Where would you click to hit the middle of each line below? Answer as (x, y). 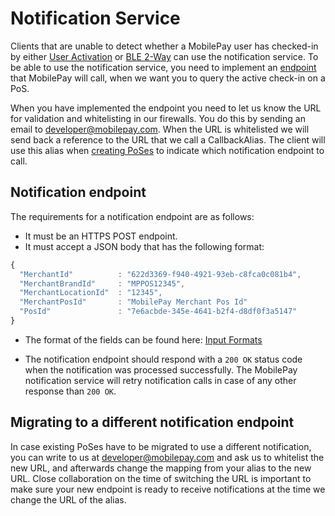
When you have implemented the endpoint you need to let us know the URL (166, 108)
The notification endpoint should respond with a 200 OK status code (163, 359)
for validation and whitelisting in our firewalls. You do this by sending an (158, 118)
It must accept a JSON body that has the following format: (144, 246)
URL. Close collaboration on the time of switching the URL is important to (161, 478)
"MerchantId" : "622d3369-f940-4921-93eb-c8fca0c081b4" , (160, 274)
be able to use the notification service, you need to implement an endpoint (163, 67)
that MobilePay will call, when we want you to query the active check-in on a (168, 78)
